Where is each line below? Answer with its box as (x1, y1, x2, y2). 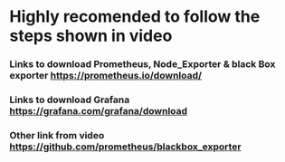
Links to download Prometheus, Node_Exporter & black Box (9, 58, 276, 71)
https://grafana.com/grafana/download (9, 105, 188, 118)
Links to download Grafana (9, 93, 130, 106)
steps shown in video (9, 25, 173, 46)
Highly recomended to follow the (9, 6, 261, 27)
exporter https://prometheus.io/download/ (9, 70, 202, 82)
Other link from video (9, 129, 105, 141)
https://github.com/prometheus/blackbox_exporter (9, 140, 242, 153)
